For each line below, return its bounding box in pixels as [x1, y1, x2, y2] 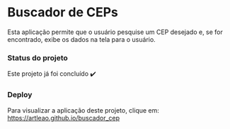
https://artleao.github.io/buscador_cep [7, 113, 120, 122]
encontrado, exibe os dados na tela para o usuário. [7, 35, 156, 43]
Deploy [7, 90, 33, 100]
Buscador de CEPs [7, 4, 119, 21]
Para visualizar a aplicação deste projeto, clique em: [7, 106, 159, 114]
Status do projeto [7, 52, 69, 62]
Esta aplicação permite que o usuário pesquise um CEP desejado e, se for [7, 28, 223, 36]
